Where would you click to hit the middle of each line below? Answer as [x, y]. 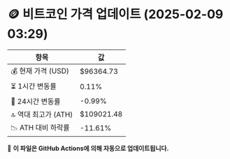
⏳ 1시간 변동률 [34, 86]
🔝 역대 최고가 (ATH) [42, 114]
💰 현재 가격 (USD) [40, 70]
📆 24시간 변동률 [36, 101]
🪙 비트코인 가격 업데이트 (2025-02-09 [115, 14]
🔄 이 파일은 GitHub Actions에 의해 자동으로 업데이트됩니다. [88, 148]
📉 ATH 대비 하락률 [40, 128]
